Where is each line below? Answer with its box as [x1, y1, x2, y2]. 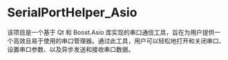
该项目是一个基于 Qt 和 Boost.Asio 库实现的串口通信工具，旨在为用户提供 [7, 28, 215, 36]
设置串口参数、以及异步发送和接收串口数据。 [7, 45, 135, 53]
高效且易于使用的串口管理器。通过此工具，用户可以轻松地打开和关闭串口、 [12, 36, 225, 45]
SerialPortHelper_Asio [7, 5, 137, 20]
